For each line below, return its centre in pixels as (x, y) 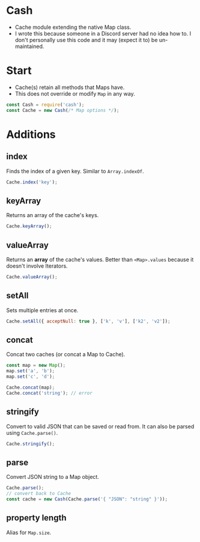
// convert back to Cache (38, 494)
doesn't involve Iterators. (37, 266)
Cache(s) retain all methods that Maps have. (70, 87)
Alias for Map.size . (29, 532)
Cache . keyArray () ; (29, 226)
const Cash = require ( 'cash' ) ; (45, 105)
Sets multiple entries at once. (42, 310)
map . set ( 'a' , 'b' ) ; (31, 371)
